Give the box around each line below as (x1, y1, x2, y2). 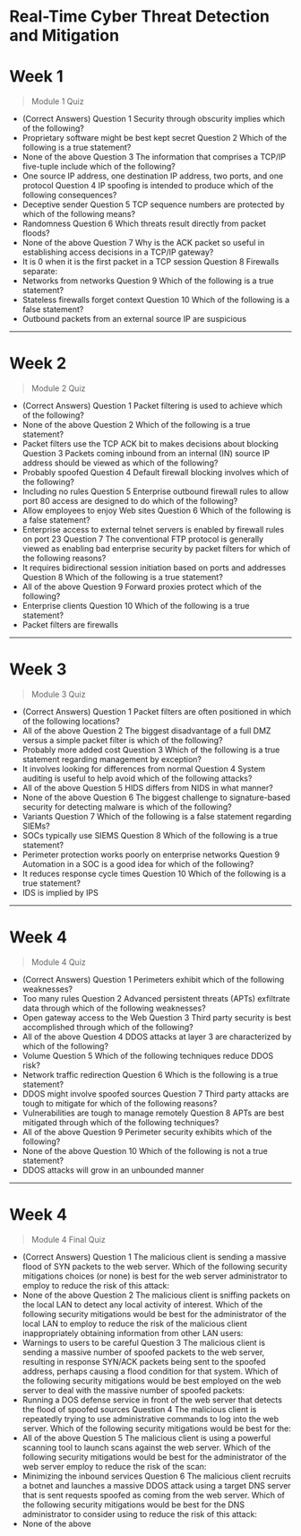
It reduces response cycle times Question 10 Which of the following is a (21, 868, 287, 879)
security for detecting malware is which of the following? (21, 802, 233, 812)
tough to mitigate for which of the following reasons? (21, 1098, 218, 1108)
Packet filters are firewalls (21, 620, 119, 630)
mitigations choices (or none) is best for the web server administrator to (21, 1271, 288, 1281)
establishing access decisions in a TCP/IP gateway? (21, 247, 214, 257)
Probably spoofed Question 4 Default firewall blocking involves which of (21, 467, 289, 478)
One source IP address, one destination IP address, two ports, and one (21, 170, 284, 181)
